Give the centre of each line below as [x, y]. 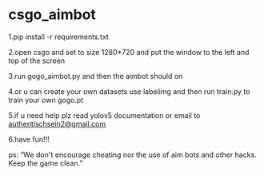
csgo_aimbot [52, 15]
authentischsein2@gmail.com [57, 123]
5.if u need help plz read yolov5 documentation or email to [104, 115]
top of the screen [37, 61]
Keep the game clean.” [46, 163]
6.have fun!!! [29, 139]
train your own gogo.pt [46, 100]
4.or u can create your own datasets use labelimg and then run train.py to [129, 91]
